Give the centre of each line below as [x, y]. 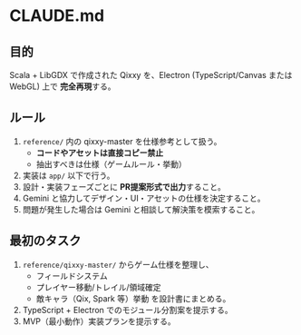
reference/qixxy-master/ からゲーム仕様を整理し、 [118, 264]
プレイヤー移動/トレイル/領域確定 [98, 287]
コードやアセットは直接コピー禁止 [100, 153]
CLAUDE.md [57, 16]
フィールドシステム [72, 276]
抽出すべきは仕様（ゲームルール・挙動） [112, 163]
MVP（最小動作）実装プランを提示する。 [99, 321]
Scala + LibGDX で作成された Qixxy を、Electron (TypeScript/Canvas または [151, 75]
